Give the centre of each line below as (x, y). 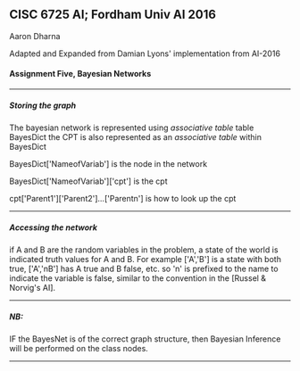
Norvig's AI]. (33, 287)
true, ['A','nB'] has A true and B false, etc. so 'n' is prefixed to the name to (144, 268)
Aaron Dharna (35, 36)
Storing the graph (43, 105)
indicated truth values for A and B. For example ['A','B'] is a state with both (145, 259)
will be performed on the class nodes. (79, 348)
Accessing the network (54, 227)
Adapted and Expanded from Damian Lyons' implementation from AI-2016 (145, 54)
